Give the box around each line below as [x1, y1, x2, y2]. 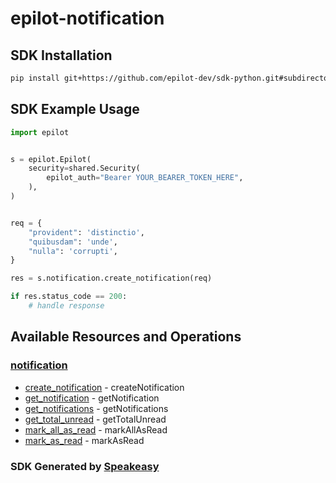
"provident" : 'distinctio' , [28, 227, 145, 237]
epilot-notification [10, 7, 165, 30]
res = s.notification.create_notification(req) [10, 273, 213, 284]
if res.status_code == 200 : [10, 292, 128, 302]
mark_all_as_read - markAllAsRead [24, 423, 168, 436]
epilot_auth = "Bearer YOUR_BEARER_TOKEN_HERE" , [46, 173, 244, 183]
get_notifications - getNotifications [24, 402, 169, 414]
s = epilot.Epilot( [10, 154, 92, 164]
